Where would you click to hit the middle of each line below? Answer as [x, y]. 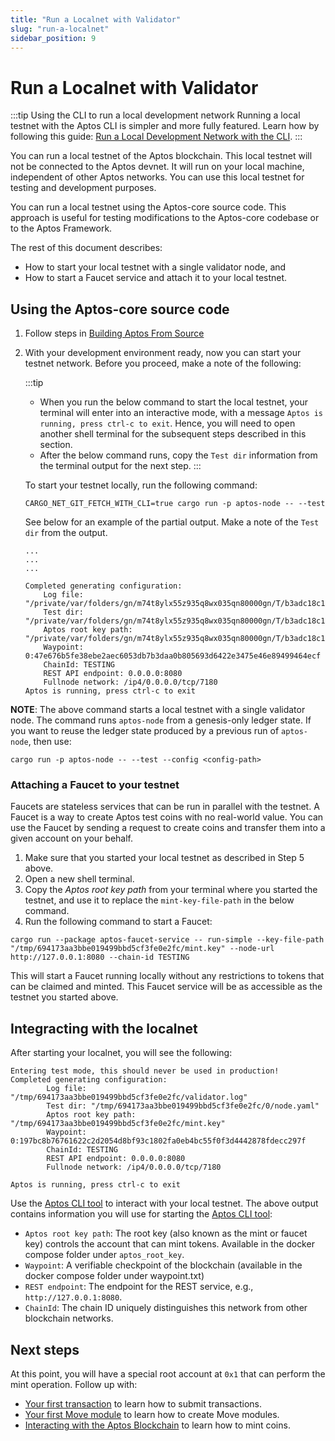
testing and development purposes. [83, 188]
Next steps [45, 1349]
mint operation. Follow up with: [74, 1385]
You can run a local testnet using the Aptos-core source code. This [148, 207]
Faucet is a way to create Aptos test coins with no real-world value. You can [167, 817]
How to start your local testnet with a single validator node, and [155, 267]
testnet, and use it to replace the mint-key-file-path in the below [159, 900]
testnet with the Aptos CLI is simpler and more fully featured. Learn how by [165, 126]
